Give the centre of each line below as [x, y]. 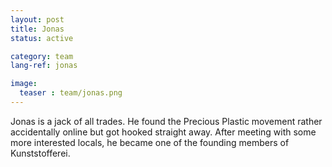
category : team [42, 56]
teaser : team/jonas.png [71, 93]
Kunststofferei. [40, 153]
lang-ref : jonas [44, 66]
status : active [42, 38]
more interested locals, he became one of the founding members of [150, 142]
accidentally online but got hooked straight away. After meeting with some [163, 132]
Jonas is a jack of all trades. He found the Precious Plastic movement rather [166, 121]
